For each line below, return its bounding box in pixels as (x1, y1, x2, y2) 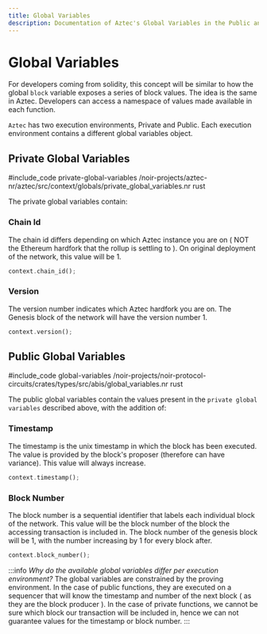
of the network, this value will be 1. (8, 251, 122, 261)
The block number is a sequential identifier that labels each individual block (8, 510, 256, 519)
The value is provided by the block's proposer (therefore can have (8, 449, 225, 459)
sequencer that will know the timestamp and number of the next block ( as (8, 590, 252, 601)
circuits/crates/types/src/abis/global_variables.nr (8, 379, 168, 389)
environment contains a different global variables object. (8, 129, 193, 138)
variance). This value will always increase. (8, 458, 146, 468)
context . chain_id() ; (8, 267, 77, 275)
